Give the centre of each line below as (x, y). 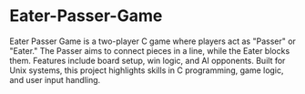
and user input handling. (55, 79)
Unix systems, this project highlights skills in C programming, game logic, (147, 70)
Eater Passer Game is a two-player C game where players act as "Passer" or (152, 41)
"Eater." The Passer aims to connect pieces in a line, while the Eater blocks (150, 50)
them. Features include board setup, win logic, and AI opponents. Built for (147, 60)
